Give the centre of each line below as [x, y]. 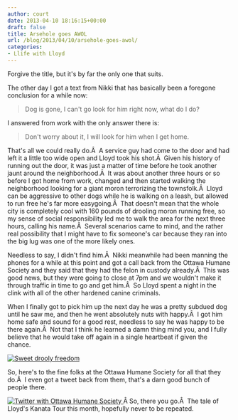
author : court [28, 14]
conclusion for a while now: [48, 95]
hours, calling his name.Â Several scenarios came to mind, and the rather [115, 226]
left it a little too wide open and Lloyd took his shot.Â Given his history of [114, 158]
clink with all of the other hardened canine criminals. [84, 293]
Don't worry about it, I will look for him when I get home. [107, 137]
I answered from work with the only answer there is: [83, 122]
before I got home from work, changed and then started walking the [107, 180]
